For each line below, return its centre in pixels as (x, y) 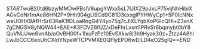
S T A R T (15, 9)
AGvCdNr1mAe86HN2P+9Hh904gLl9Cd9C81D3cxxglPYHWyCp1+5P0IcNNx (100, 15)
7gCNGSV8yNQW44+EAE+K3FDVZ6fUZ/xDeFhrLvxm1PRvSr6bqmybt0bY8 (99, 27)
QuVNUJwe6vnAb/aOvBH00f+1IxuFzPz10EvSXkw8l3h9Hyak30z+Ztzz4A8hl (100, 34)
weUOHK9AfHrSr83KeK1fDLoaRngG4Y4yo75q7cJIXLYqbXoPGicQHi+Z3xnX (100, 21)
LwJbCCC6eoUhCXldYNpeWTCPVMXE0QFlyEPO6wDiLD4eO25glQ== (93, 40)
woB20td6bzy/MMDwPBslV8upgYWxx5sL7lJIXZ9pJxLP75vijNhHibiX (108, 9)
